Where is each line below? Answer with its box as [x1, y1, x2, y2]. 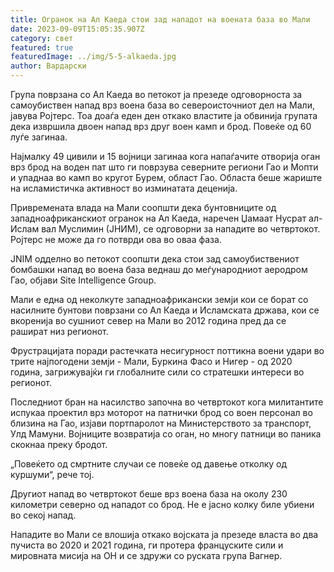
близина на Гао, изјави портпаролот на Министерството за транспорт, [10, 417, 312, 429]
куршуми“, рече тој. [10, 469, 95, 480]
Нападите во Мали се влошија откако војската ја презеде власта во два [10, 529, 319, 540]
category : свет [10, 33, 74, 43]
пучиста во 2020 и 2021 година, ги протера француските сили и [10, 539, 284, 551]
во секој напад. [10, 509, 77, 521]
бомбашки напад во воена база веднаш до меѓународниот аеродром [10, 264, 308, 275]
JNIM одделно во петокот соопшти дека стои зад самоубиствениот [10, 253, 300, 265]
